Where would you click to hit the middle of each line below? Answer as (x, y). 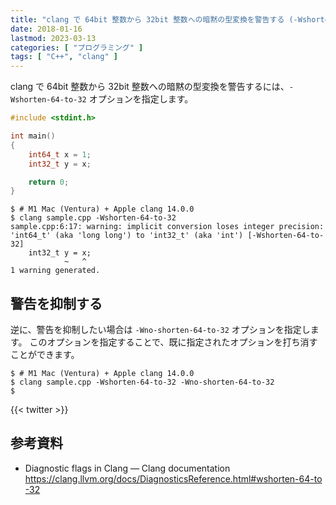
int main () (33, 136)
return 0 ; (49, 182)
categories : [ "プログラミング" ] (77, 47)
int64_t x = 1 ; (60, 154)
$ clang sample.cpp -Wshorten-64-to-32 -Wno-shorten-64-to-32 (142, 382)
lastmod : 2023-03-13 (53, 38)
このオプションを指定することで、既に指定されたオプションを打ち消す (173, 342)
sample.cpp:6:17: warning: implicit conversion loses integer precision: (167, 227)
